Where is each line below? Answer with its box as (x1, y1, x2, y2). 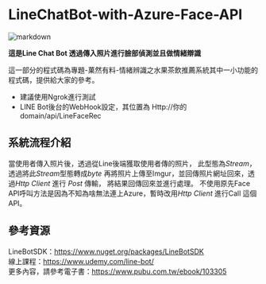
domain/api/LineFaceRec (19, 111, 102, 120)
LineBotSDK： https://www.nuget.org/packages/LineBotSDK (8, 247, 204, 256)
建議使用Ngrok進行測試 (19, 91, 97, 101)
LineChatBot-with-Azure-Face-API (8, 6, 243, 24)
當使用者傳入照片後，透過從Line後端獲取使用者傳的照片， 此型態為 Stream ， (8, 158, 256, 168)
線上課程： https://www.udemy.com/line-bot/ (8, 256, 155, 266)
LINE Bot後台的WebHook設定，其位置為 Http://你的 (19, 102, 187, 111)
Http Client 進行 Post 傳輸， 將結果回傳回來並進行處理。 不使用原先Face (15, 178, 251, 188)
